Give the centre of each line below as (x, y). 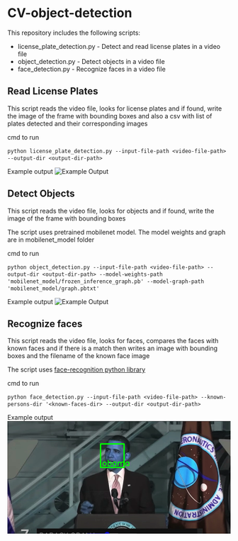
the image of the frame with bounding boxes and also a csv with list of (110, 116)
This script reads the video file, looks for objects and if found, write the (111, 211)
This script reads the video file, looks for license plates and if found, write (115, 108)
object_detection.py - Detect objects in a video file (91, 61)
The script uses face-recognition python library (76, 369)
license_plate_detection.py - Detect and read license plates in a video (119, 46)
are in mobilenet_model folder (51, 240)
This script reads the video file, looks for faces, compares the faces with (113, 341)
